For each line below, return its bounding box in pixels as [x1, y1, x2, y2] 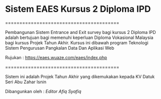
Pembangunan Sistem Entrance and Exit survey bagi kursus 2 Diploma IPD [5, 29, 156, 35]
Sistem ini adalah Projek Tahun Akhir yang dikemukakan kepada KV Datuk [5, 73, 155, 79]
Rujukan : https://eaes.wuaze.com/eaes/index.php [5, 54, 107, 60]
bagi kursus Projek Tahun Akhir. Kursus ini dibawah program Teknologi [5, 39, 149, 45]
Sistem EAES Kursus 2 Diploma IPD [5, 3, 151, 15]
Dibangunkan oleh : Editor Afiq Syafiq [5, 88, 81, 94]
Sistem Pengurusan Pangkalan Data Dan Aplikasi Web [5, 45, 115, 51]
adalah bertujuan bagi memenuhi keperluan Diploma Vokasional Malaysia [5, 34, 154, 40]
